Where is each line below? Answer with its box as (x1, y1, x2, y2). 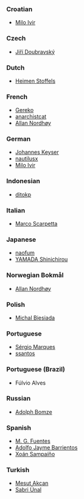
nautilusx (15, 155, 38, 162)
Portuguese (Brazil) (6, 365, 66, 373)
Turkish (6, 466, 30, 475)
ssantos (15, 350, 35, 357)
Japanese (6, 235, 37, 244)
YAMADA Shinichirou (15, 256, 68, 263)
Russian (6, 394, 31, 403)
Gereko (15, 107, 34, 114)
